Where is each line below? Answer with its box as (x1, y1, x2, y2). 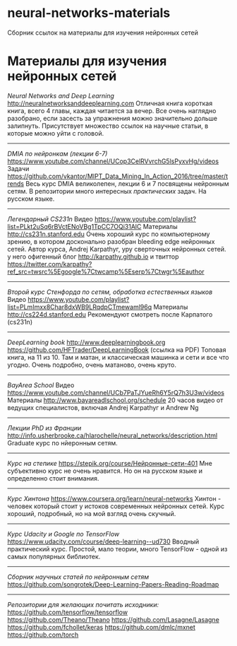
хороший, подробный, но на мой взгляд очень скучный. (7, 509, 176, 517)
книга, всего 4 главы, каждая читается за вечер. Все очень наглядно (7, 106, 217, 114)
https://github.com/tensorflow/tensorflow (7, 608, 128, 616)
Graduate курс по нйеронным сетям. (7, 438, 118, 447)
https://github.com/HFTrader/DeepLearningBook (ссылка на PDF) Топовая (7, 345, 226, 354)
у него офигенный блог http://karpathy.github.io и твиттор (7, 252, 179, 261)
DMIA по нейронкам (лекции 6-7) (7, 149, 108, 158)
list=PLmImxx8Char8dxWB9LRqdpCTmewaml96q (7, 303, 152, 311)
